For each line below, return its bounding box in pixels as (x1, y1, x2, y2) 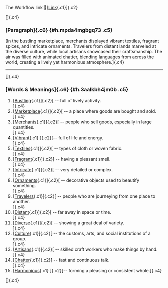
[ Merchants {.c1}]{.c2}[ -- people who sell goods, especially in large (12, 119, 152, 125)
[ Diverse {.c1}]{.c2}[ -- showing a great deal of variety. (12, 220, 124, 226)
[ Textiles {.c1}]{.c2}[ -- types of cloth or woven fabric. (12, 145, 123, 151)
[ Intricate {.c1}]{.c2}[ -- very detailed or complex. (12, 166, 113, 172)
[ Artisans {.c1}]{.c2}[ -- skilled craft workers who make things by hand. (12, 246, 158, 252)
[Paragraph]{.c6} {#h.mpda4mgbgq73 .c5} (5, 26, 113, 33)
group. (12, 235, 27, 242)
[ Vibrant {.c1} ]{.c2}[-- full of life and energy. (12, 135, 104, 141)
